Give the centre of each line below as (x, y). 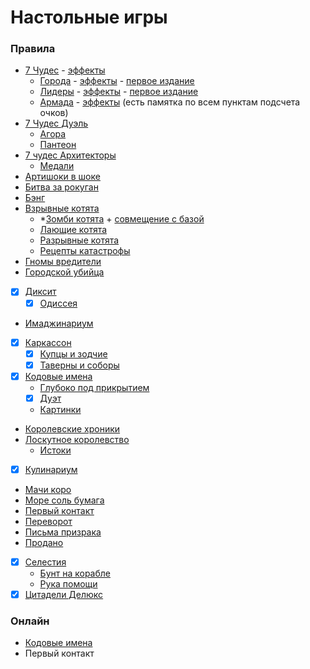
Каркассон (48, 342)
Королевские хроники (72, 428)
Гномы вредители (63, 262)
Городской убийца (64, 272)
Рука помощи (68, 584)
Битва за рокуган (61, 187)
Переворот (48, 521)
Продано (44, 542)
